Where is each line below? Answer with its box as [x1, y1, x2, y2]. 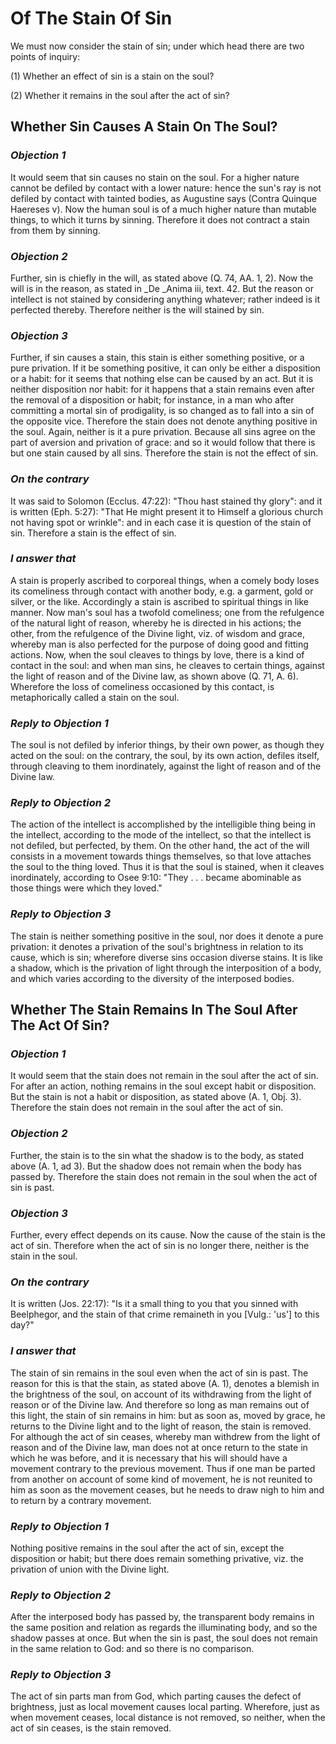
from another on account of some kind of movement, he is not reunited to [10, 1473, 313, 1485]
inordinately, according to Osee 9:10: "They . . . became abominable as [10, 872, 302, 884]
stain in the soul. [10, 1250, 78, 1262]
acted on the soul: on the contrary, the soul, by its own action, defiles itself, [10, 750, 320, 762]
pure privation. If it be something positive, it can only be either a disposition [10, 362, 321, 374]
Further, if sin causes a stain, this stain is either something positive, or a [10, 352, 305, 364]
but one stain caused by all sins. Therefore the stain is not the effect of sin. [10, 447, 319, 459]
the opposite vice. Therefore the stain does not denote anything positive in [10, 415, 318, 427]
